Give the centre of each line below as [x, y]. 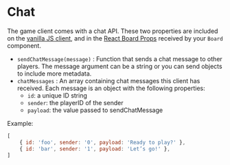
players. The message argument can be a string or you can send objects [119, 66]
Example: [20, 123]
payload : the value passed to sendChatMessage [95, 110]
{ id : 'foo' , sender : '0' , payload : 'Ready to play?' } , [103, 142]
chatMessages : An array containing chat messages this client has [108, 80]
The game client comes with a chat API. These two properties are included [113, 31]
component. [24, 45]
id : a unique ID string [57, 95]
